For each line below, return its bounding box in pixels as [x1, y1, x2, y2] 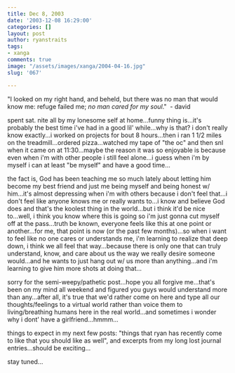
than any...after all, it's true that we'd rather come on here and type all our [7, 293, 220, 301]
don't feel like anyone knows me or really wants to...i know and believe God [7, 196, 225, 205]
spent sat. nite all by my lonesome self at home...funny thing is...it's [7, 115, 202, 124]
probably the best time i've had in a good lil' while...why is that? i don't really [7, 123, 228, 132]
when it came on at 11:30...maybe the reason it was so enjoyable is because [7, 146, 226, 154]
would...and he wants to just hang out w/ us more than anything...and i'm [7, 256, 218, 265]
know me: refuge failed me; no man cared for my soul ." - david [7, 102, 191, 110]
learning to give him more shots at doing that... [7, 264, 142, 272]
